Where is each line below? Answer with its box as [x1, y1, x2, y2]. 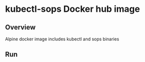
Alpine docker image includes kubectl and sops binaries [5, 36, 120, 42]
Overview [5, 23, 36, 31]
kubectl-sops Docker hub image [5, 3, 140, 15]
